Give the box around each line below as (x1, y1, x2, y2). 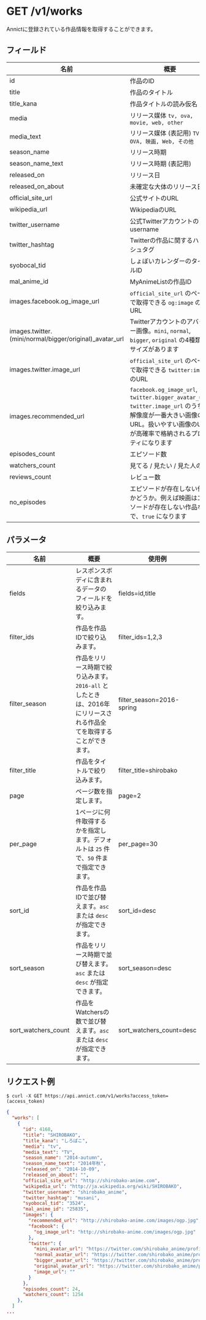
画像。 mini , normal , (135, 326, 191, 335)
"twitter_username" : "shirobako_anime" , (22, 1189, 128, 1195)
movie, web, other (129, 119, 184, 126)
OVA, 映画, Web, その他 (129, 138, 194, 145)
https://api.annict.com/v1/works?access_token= (45, 1093, 169, 1099)
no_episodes (9, 498, 46, 506)
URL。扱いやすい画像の (129, 420, 197, 429)
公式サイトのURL (129, 194, 179, 202)
